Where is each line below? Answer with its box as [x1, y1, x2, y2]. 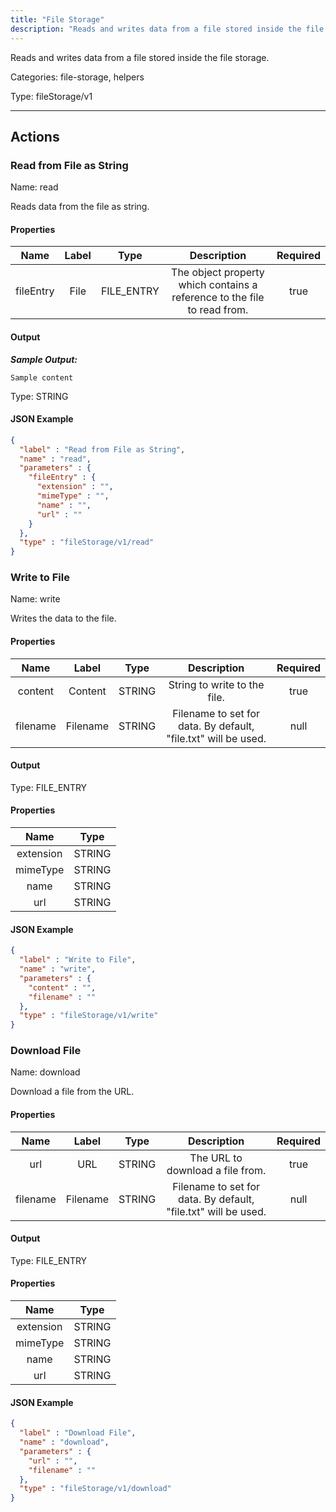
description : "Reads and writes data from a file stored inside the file [10, 24, 325, 34]
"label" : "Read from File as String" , [19, 444, 186, 455]
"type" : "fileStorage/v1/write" [19, 1011, 159, 1021]
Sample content [10, 372, 74, 383]
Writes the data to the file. [10, 612, 117, 625]
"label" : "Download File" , [19, 1428, 137, 1438]
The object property [171, 266, 265, 280]
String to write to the [168, 677, 265, 691]
